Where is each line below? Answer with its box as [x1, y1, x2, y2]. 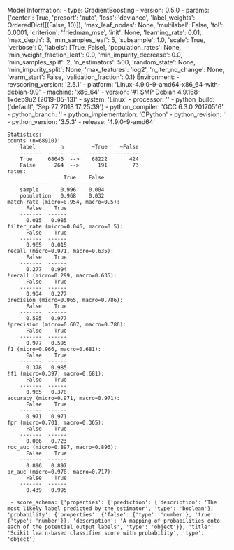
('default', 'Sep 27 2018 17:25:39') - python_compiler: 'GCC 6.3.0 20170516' [7, 103, 224, 111]
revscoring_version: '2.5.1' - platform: [7, 81, 114, 88]
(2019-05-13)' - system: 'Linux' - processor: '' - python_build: [37, 95, 215, 104]
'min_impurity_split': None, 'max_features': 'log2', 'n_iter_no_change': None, [7, 66, 225, 74]
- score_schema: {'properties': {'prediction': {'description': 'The [10, 499, 217, 506]
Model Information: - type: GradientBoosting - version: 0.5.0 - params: [7, 6, 210, 14]
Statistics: [7, 131, 42, 138]
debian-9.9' [7, 88, 41, 96]
